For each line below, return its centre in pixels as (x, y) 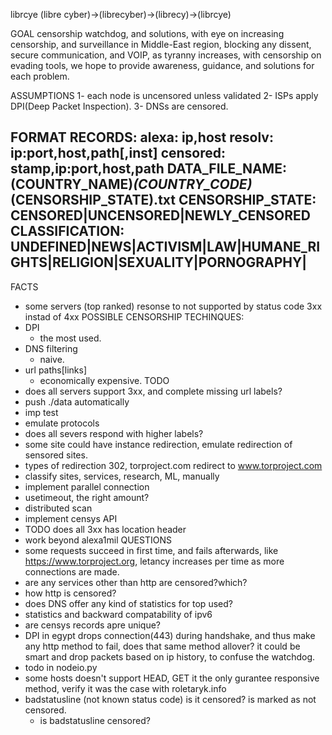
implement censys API (71, 518)
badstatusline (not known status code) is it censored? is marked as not (170, 699)
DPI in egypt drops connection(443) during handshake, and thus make (170, 635)
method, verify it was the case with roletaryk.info (125, 688)
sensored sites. (56, 455)
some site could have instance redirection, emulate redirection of (158, 444)
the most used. (70, 338)
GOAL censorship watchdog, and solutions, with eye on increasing (147, 33)
